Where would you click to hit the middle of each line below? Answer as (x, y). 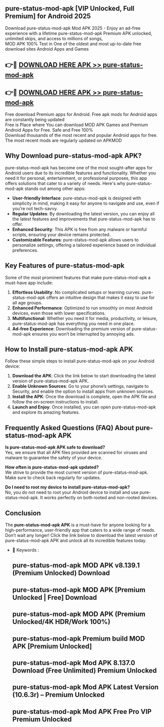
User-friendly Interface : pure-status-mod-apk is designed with (77, 198)
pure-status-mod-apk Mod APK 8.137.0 (74, 663)
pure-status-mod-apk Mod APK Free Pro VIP (82, 712)
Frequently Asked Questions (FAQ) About (69, 428)
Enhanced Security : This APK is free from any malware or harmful (80, 229)
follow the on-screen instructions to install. (55, 402)
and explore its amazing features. (46, 412)
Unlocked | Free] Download (55, 597)
